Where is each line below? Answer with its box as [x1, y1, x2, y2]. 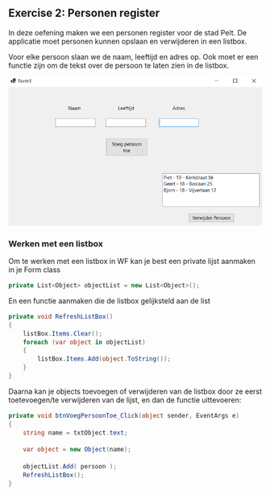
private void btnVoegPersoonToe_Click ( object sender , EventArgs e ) [8, 411, 240, 419]
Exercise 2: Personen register [8, 6, 160, 20]
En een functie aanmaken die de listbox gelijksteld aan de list [8, 295, 211, 305]
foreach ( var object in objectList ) [23, 338, 147, 346]
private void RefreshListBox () [8, 312, 114, 320]
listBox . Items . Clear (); [23, 329, 103, 337]
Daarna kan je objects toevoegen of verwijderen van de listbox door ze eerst [8, 386, 263, 396]
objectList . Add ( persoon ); [23, 463, 117, 471]
